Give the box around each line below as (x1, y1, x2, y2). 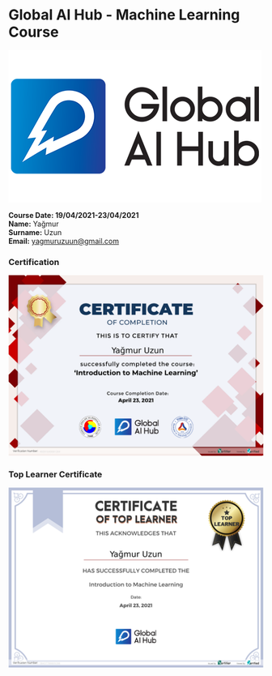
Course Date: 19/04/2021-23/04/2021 (8, 210, 139, 220)
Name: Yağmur (8, 219, 59, 229)
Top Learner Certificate (8, 468, 103, 480)
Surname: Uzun (8, 227, 62, 237)
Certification (8, 256, 60, 267)
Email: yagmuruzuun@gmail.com (8, 236, 120, 246)
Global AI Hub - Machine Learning (8, 6, 240, 24)
